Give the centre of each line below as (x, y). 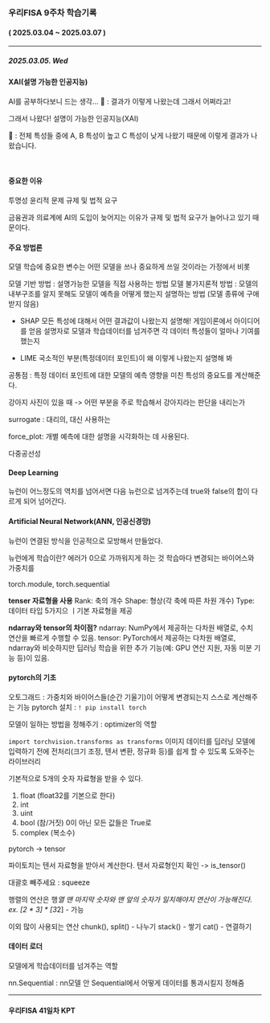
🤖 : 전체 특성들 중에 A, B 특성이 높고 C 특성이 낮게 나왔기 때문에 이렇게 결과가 (129, 135)
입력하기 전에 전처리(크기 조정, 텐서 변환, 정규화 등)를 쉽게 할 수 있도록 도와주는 (132, 751)
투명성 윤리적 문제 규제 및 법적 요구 (63, 200)
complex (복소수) (47, 833)
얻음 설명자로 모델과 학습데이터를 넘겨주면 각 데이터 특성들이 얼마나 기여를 (145, 331)
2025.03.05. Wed (38, 60)
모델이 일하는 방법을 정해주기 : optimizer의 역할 (83, 724)
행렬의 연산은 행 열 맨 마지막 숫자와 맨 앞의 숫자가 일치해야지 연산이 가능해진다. (131, 899)
